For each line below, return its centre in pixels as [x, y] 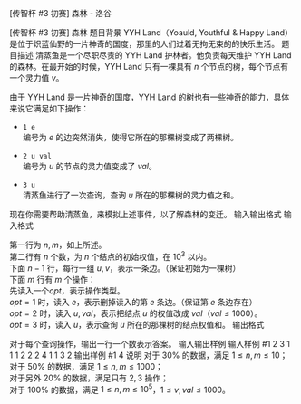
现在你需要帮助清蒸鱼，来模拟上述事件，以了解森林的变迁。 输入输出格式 [146, 214]
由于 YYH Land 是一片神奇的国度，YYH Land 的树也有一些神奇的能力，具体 [150, 97]
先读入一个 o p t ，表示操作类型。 [67, 290]
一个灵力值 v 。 [37, 78]
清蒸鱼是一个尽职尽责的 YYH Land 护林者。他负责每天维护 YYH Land [163, 55]
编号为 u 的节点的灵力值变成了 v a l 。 [89, 166]
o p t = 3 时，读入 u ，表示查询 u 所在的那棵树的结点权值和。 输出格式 [137, 324]
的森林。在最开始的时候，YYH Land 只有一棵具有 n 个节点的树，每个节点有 [149, 67]
